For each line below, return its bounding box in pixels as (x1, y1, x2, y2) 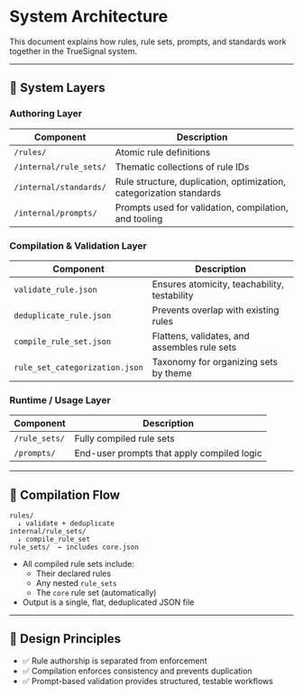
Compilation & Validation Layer (9, 239, 147, 251)
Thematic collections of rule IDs (115, 160, 250, 173)
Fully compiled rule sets (74, 433, 175, 445)
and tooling (115, 212, 163, 224)
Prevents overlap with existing (151, 304, 280, 316)
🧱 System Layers (9, 80, 106, 96)
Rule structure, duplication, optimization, (115, 175, 287, 187)
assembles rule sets (151, 341, 237, 353)
